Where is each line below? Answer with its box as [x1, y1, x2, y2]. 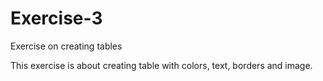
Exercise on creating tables [10, 40, 123, 52]
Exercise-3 [10, 7, 103, 30]
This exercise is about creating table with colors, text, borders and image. [10, 59, 313, 71]
